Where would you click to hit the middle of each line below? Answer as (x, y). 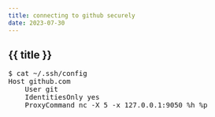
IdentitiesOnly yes (62, 97)
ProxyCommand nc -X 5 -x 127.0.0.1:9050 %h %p (116, 105)
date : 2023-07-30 (37, 23)
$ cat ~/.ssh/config (48, 74)
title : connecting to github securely (72, 15)
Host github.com (39, 81)
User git (42, 89)
